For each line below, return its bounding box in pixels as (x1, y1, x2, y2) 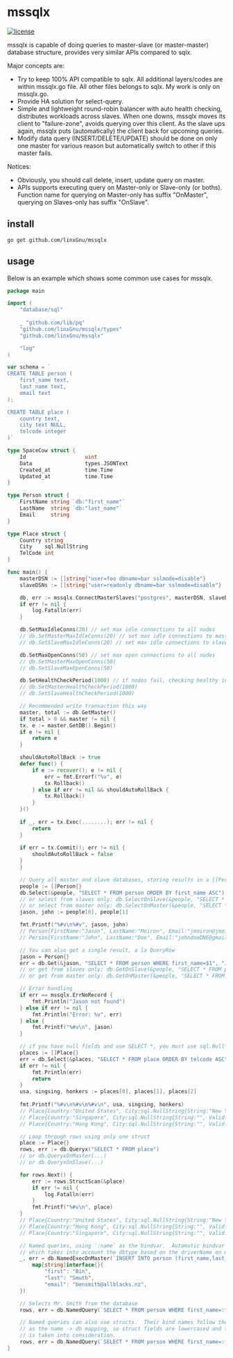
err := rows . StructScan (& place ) (32, 1178, 126, 1185)
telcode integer (19, 428, 67, 435)
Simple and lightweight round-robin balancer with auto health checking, (17, 104, 223, 113)
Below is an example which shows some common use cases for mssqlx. (7, 274, 214, 282)
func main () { (7, 569, 49, 576)
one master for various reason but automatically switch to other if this (17, 141, 216, 149)
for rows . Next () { (19, 1171, 73, 1179)
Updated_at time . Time (19, 473, 113, 480)
